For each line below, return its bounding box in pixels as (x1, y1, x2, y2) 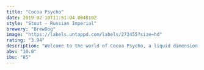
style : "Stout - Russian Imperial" (6, 20, 97, 26)
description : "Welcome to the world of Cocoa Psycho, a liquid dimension (6, 43, 199, 49)
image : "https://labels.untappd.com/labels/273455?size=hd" (6, 32, 163, 38)
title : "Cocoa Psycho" (6, 9, 64, 15)
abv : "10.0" (6, 49, 37, 55)
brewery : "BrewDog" (6, 26, 56, 32)
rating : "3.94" (6, 37, 45, 43)
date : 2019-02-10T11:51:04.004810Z (6, 15, 97, 21)
